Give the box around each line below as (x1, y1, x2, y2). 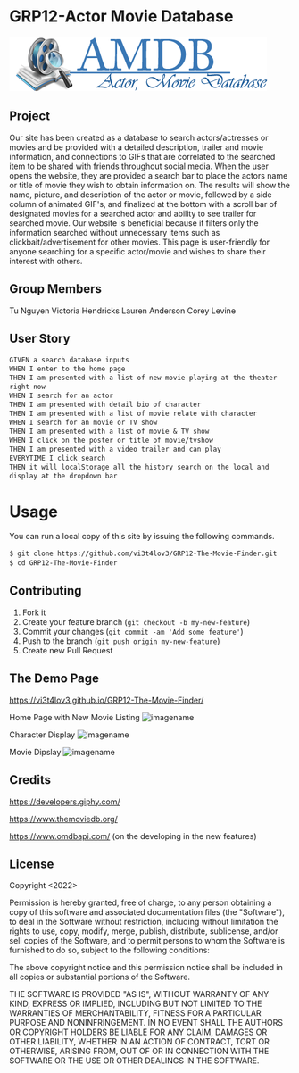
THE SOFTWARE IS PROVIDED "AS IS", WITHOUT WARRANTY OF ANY (9, 989, 270, 1000)
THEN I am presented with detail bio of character (9, 400, 202, 410)
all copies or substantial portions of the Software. (9, 971, 190, 983)
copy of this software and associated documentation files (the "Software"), (9, 907, 286, 918)
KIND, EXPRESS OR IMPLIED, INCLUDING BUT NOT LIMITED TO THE (9, 998, 262, 1010)
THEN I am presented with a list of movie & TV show (9, 427, 210, 437)
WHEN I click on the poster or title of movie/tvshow (9, 436, 214, 445)
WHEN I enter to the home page (9, 364, 126, 374)
